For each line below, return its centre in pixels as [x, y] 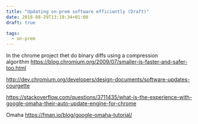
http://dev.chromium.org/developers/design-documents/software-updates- [98, 80]
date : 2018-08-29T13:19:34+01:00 [47, 17]
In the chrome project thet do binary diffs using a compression [82, 56]
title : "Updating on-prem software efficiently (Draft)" [78, 12]
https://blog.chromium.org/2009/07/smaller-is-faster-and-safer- [109, 62]
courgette [18, 86]
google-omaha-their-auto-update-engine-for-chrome [72, 103]
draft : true [21, 22]
